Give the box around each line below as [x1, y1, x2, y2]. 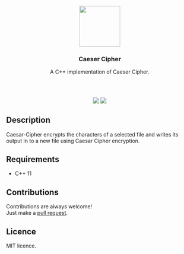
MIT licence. [6, 242, 37, 249]
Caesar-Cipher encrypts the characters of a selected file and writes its [6, 131, 179, 138]
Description [6, 115, 50, 125]
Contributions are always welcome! [6, 203, 93, 210]
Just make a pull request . [6, 209, 68, 217]
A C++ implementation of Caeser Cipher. [50, 68, 150, 75]
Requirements [6, 154, 59, 164]
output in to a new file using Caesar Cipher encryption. [6, 137, 140, 144]
